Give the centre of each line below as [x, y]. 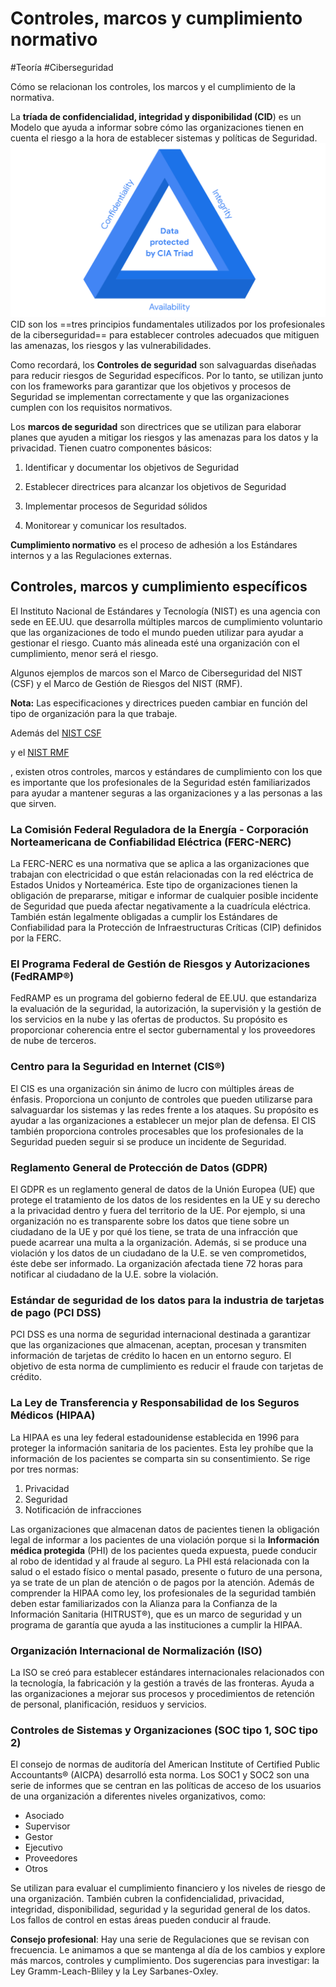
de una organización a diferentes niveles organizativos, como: [138, 1796]
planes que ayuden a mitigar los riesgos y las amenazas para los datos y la [164, 438]
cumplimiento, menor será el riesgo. [84, 653]
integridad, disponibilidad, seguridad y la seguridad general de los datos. [160, 1909]
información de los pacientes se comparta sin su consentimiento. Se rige [160, 1458]
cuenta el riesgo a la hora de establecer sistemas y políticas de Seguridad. [164, 138]
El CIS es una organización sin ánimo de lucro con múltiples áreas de [152, 1088]
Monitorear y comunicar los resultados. [105, 526]
